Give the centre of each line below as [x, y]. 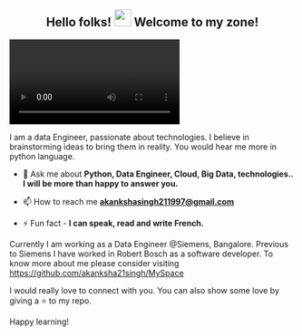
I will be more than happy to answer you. [100, 183]
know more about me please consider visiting [94, 263]
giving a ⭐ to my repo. [51, 301]
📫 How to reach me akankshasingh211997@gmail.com [128, 201]
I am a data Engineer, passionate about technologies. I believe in [129, 137]
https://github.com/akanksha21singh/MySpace [97, 273]
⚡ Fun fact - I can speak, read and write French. [113, 223]
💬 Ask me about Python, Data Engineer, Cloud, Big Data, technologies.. [158, 174]
